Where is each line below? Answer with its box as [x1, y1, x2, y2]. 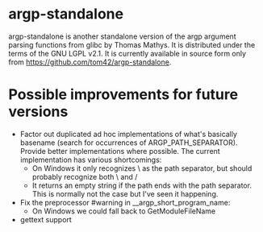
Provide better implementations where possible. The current [19, 146, 220, 155]
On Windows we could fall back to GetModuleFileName [31, 206, 216, 216]
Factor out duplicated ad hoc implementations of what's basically [19, 129, 238, 139]
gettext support [19, 214, 73, 224]
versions [8, 102, 69, 121]
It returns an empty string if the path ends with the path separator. [31, 180, 253, 190]
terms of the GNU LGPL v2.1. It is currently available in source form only [8, 48, 247, 58]
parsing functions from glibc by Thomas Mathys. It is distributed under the [8, 39, 256, 49]
